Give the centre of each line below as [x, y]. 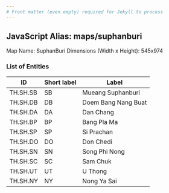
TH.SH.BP [23, 122]
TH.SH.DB [24, 102]
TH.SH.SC [24, 161]
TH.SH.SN [24, 151]
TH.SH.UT [24, 171]
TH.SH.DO [24, 142]
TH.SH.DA [24, 112]
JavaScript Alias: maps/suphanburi [74, 37]
